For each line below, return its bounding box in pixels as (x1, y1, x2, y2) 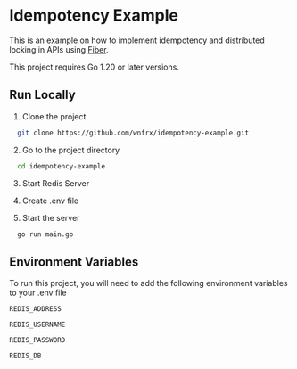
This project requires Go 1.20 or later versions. (9, 61, 180, 72)
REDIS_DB (9, 351, 42, 361)
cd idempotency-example (17, 161, 105, 170)
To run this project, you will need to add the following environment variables (9, 278, 288, 289)
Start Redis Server (21, 177, 90, 188)
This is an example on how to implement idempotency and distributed (9, 35, 265, 45)
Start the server (21, 212, 80, 223)
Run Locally (9, 87, 76, 102)
